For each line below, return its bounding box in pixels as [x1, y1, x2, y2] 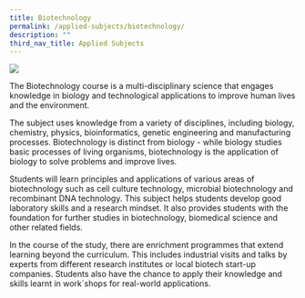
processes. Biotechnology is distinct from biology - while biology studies [9, 137, 282, 148]
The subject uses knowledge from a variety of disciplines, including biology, [9, 117, 295, 128]
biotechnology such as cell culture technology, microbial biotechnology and [9, 184, 294, 194]
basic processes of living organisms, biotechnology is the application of [9, 146, 280, 157]
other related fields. [9, 222, 84, 233]
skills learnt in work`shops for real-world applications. [9, 278, 211, 289]
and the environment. [9, 100, 90, 111]
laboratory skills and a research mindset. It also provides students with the [9, 203, 289, 214]
